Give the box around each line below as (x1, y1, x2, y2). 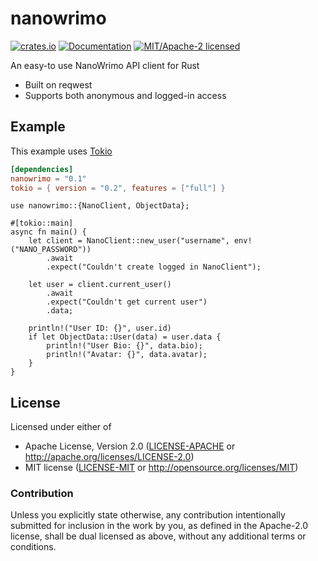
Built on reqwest (24, 78, 93, 91)
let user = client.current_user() (28, 280, 172, 290)
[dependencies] (10, 164, 74, 174)
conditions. (10, 541, 57, 553)
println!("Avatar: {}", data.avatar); (46, 350, 208, 360)
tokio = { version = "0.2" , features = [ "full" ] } (10, 183, 226, 193)
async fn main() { (10, 227, 87, 237)
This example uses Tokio (10, 145, 113, 157)
